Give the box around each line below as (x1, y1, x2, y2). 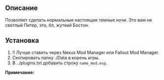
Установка (5, 36, 39, 45)
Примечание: (5, 69, 34, 75)
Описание (5, 4, 38, 12)
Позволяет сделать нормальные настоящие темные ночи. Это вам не (5, 17, 152, 23)
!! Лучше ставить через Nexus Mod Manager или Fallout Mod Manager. (12, 49, 160, 55)
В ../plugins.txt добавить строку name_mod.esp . (12, 60, 107, 66)
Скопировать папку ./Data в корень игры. (12, 54, 100, 60)
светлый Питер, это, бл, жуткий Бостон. (5, 22, 90, 28)
